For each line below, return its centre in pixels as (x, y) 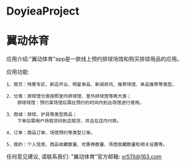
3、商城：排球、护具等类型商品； (42, 115)
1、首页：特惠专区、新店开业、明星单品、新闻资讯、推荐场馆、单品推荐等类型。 (92, 85)
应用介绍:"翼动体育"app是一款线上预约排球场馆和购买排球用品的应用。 (94, 59)
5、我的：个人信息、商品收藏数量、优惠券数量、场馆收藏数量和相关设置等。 (87, 145)
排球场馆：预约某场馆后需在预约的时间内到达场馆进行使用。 (81, 103)
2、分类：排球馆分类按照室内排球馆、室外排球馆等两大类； (69, 96)
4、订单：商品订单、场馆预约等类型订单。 (51, 133)
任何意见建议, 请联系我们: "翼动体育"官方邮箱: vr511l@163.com (84, 157)
